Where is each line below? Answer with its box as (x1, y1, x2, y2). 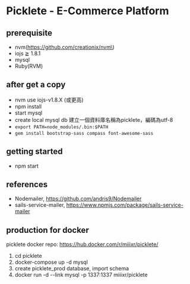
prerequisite (6, 28, 52, 38)
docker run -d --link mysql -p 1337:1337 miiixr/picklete (14, 272, 148, 279)
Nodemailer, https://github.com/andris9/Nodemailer (14, 195, 142, 203)
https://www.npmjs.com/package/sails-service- (66, 201, 184, 209)
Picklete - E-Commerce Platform (6, 4, 169, 18)
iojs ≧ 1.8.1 (14, 50, 41, 57)
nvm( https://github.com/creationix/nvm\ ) (14, 43, 115, 51)
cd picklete (14, 253, 43, 260)
